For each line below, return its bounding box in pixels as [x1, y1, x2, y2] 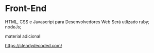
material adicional [5, 33, 40, 39]
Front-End [5, 3, 47, 14]
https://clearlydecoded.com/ [5, 42, 62, 48]
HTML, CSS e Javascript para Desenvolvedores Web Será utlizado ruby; [5, 19, 150, 25]
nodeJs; [5, 24, 22, 29]
